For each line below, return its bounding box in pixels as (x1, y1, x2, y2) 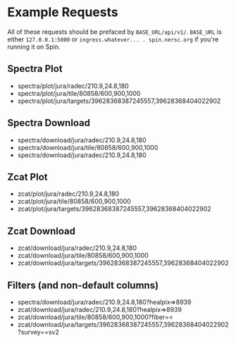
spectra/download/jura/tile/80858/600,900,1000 (17, 143, 159, 151)
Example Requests (7, 4, 118, 20)
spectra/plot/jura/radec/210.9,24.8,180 (17, 82, 129, 90)
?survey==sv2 (17, 328, 60, 336)
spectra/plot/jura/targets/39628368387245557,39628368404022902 (17, 96, 221, 105)
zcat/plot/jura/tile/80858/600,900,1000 (17, 197, 132, 206)
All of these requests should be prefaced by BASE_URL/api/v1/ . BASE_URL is (7, 27, 222, 36)
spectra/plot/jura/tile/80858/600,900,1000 (17, 89, 141, 97)
